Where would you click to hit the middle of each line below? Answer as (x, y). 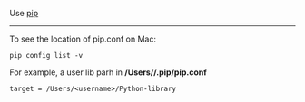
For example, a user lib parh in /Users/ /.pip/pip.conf (108, 72)
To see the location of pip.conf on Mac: (83, 39)
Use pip (24, 13)
